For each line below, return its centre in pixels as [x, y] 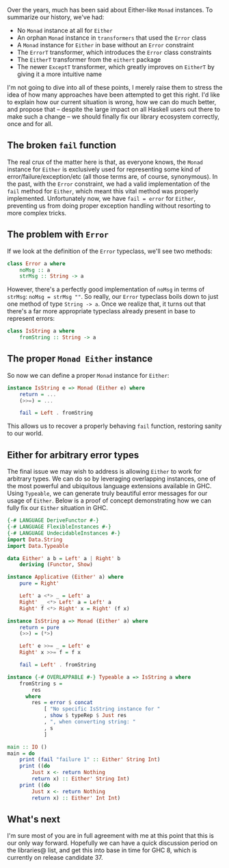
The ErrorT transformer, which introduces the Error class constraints [114, 52]
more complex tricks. [37, 213]
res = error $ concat [63, 703]
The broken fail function [62, 146]
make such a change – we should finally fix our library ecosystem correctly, [113, 117]
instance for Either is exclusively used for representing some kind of [104, 169]
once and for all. [30, 124]
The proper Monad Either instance [80, 359]
